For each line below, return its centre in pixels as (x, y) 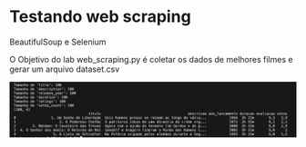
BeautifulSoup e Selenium (58, 42)
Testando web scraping (100, 17)
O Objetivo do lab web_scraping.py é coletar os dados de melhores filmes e (151, 59)
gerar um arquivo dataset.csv (65, 69)
